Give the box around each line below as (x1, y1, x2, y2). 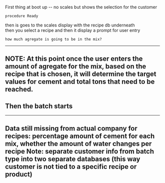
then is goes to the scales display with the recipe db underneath (5, 22, 135, 28)
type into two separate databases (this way (5, 155, 140, 163)
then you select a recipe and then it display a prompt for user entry (5, 27, 140, 33)
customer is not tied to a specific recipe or (5, 162, 137, 171)
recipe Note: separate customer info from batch (5, 147, 154, 156)
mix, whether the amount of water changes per (5, 139, 152, 148)
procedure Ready (5, 14, 38, 19)
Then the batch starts (5, 102, 73, 110)
